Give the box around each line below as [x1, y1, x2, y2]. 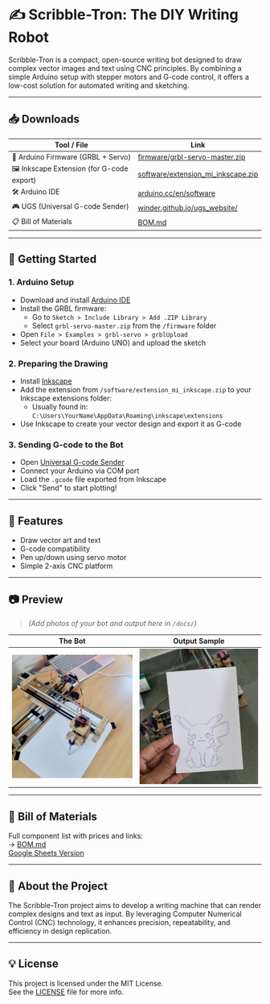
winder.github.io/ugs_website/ [137, 202, 238, 213]
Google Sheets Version [8, 848, 84, 858]
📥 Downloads [8, 113, 80, 127]
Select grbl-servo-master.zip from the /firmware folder [31, 321, 217, 330]
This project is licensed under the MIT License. [8, 978, 164, 988]
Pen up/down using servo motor [19, 553, 127, 562]
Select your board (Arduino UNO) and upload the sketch [19, 338, 207, 347]
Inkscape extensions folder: [19, 393, 112, 403]
